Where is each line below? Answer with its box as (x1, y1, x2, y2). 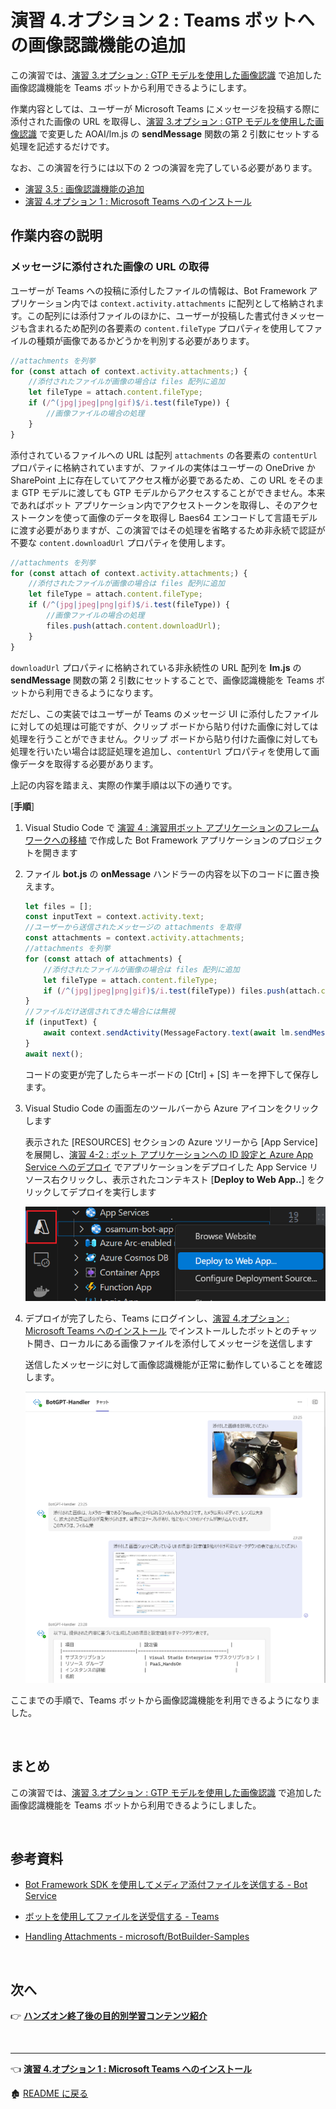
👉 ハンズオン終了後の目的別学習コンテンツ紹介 (10, 2010, 208, 2022)
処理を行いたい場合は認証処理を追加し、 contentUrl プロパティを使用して (10, 745, 312, 757)
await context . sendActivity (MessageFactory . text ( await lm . (43, 1028, 295, 1038)
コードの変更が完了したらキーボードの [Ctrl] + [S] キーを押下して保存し (24, 1068, 320, 1080)
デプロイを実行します (68, 1186, 157, 1198)
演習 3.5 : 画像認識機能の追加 (24, 182, 145, 195)
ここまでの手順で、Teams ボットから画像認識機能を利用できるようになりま (10, 1694, 320, 1706)
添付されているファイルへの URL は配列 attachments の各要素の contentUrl (10, 449, 318, 461)
